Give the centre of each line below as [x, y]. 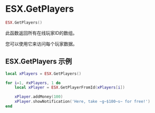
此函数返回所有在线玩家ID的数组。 [41, 33]
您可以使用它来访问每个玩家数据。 [41, 43]
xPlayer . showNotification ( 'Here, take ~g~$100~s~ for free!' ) [82, 102]
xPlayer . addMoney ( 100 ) [39, 97]
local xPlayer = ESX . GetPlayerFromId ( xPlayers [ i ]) [70, 87]
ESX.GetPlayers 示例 [39, 62]
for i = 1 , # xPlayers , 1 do [33, 83]
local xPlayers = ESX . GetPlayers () [43, 74]
